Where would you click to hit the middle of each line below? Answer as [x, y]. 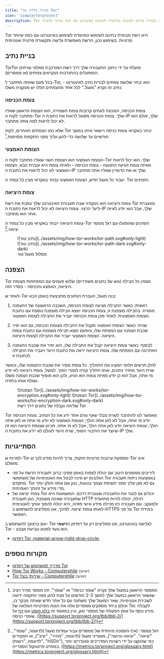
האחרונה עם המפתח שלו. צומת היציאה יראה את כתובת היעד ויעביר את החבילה [85, 350]
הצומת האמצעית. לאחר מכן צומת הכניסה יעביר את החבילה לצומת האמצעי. [81, 316]
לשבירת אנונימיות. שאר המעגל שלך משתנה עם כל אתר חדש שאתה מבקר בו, [82, 600]
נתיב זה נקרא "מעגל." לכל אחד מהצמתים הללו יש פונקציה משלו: [64, 88]
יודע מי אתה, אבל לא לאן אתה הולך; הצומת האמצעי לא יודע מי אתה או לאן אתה [78, 420]
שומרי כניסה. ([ [26, 616]
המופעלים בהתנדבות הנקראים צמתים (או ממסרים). [52, 73]
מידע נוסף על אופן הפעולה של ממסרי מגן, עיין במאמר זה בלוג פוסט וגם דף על [83, 611]
